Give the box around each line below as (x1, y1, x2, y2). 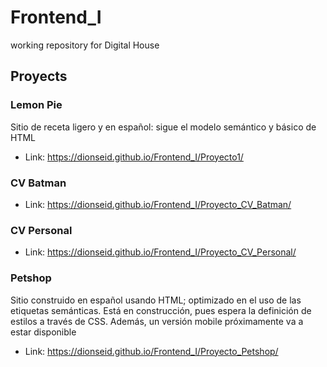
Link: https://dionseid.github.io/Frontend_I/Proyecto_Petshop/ (24, 345, 279, 357)
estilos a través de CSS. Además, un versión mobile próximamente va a (10, 315, 304, 327)
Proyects (10, 68, 68, 85)
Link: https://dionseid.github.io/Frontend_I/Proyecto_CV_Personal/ (24, 246, 297, 258)
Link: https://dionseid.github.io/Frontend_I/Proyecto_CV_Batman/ (24, 198, 292, 210)
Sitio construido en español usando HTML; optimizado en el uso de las (10, 294, 302, 306)
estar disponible (10, 326, 77, 338)
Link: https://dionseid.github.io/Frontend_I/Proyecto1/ (24, 151, 244, 163)
